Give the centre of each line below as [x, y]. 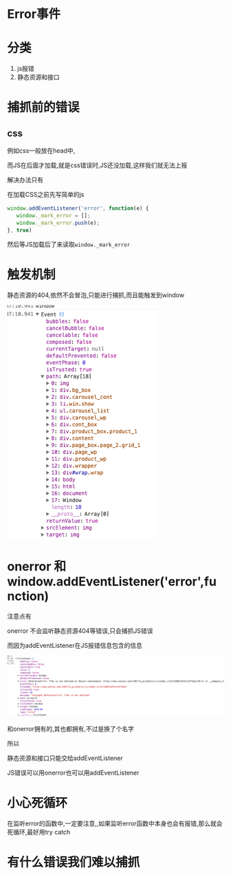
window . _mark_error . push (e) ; [58, 223]
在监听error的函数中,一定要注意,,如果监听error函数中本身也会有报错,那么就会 [115, 823]
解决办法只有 [25, 180]
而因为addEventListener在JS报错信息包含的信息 [75, 645]
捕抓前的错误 [44, 108]
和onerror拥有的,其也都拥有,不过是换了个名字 [71, 729]
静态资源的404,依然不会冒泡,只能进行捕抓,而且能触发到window [96, 295]
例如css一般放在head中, [41, 151]
